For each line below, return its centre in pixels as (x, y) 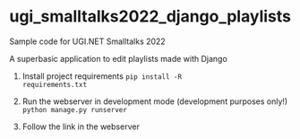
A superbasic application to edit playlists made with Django (119, 58)
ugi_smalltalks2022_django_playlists (150, 17)
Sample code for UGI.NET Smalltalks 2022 (87, 41)
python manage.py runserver (74, 109)
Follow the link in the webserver (81, 126)
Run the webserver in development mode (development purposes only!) (155, 101)
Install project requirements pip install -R (102, 76)
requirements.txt (55, 84)
